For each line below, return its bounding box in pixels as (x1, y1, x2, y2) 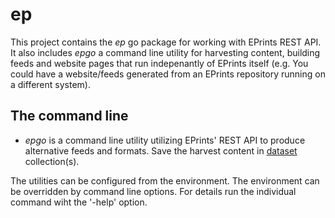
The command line (10, 108, 129, 125)
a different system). (10, 78, 91, 90)
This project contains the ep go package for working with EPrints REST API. (10, 36, 322, 48)
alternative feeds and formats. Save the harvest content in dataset (24, 144, 298, 157)
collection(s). (24, 155, 80, 167)
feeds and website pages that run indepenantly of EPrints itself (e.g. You (10, 57, 309, 69)
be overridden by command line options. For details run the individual (10, 185, 297, 197)
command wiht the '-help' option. (10, 196, 148, 208)
